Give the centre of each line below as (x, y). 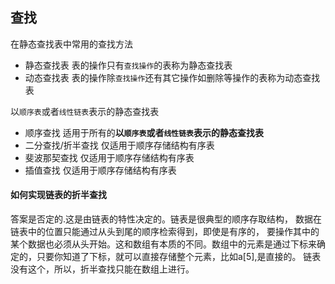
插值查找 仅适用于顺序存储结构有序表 (100, 170)
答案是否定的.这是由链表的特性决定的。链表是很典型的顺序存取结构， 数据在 (166, 219)
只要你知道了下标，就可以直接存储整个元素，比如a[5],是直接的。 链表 (179, 257)
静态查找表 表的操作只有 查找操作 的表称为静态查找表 (128, 65)
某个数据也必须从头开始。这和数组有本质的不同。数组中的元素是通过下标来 (163, 244)
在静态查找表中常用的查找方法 (71, 44)
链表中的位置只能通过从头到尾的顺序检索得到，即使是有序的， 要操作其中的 (165, 232)
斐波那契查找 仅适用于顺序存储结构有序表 (109, 157)
